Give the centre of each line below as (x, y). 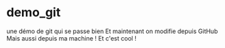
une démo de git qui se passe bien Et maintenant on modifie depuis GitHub (112, 31)
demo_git (34, 13)
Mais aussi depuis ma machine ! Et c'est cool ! (71, 38)
